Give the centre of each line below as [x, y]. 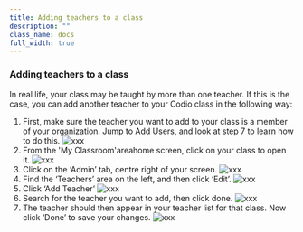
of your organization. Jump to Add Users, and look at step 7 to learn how [158, 131]
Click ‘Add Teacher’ [59, 188]
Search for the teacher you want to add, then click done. [128, 198]
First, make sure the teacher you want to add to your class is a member [155, 121]
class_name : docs [42, 34]
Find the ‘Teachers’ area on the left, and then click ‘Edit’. [127, 179]
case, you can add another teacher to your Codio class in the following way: [151, 104]
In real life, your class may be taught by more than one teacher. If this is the [150, 94]
